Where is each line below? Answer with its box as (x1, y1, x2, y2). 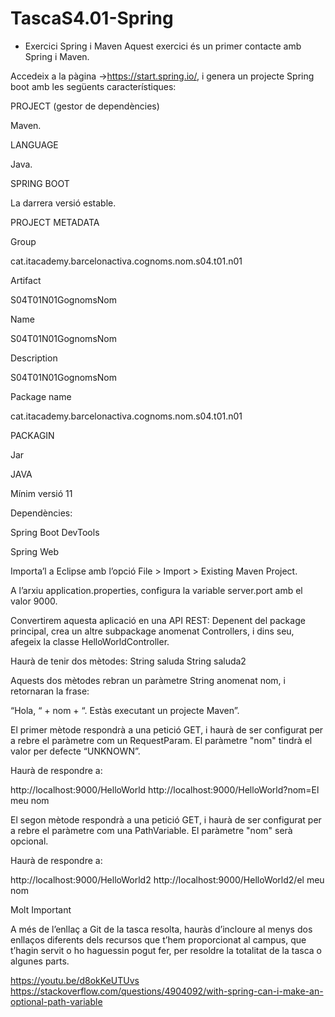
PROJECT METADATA (10, 216, 100, 228)
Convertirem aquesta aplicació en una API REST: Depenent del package (10, 614, 306, 626)
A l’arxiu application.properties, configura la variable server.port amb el (10, 584, 303, 596)
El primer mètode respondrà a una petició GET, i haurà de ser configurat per (10, 723, 324, 736)
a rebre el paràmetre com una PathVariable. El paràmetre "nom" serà (10, 824, 293, 836)
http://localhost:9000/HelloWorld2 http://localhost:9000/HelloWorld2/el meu (10, 873, 325, 886)
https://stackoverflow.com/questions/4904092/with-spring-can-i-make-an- (10, 985, 324, 997)
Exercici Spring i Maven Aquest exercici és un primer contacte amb (24, 40, 302, 52)
